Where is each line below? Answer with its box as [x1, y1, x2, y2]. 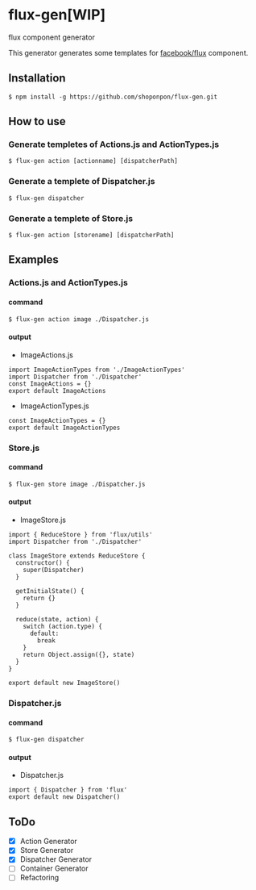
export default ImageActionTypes [8, 424, 121, 432]
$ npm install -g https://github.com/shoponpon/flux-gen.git [8, 93, 218, 101]
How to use [8, 115, 66, 128]
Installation [8, 71, 66, 86]
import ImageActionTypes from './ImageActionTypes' [8, 366, 185, 374]
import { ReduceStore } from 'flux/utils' [8, 531, 153, 539]
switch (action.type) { [23, 623, 103, 631]
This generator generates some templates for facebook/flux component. [8, 48, 249, 57]
